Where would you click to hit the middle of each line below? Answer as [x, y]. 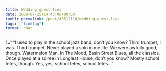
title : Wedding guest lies [33, 10]
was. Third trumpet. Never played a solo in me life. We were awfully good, [81, 48]
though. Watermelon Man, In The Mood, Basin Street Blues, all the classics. [83, 53]
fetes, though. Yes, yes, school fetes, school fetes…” [59, 64]
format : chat [19, 28]
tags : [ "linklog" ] [24, 24]
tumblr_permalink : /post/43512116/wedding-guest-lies [63, 19]
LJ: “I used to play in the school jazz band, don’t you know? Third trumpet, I [83, 42]
